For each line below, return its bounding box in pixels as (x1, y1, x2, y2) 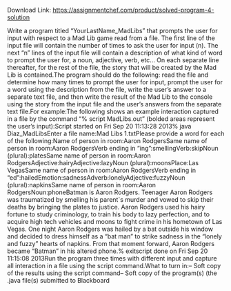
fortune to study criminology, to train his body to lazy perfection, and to (7, 210, 210, 218)
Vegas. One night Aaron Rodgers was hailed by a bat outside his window (7, 225, 214, 233)
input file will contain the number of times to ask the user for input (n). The (7, 41, 219, 49)
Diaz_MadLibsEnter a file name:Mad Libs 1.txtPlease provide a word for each (7, 129, 225, 138)
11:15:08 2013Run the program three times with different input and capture (7, 254, 217, 262)
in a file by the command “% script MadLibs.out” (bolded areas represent (7, 115, 215, 123)
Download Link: (7, 6, 52, 14)
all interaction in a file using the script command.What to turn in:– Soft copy (7, 262, 221, 270)
